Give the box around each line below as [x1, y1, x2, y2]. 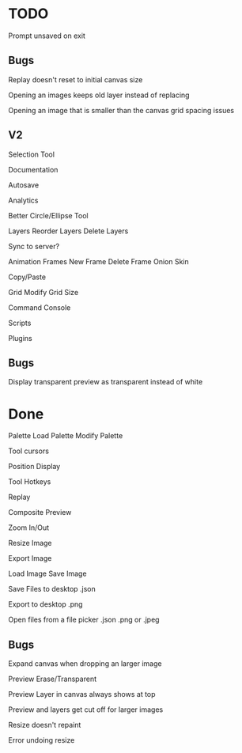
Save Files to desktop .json [8, 585, 96, 594]
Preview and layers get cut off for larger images [8, 705, 164, 714]
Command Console [8, 302, 71, 312]
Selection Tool [8, 149, 55, 159]
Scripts [8, 318, 32, 327]
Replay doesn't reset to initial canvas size [8, 74, 143, 84]
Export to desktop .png [8, 600, 83, 609]
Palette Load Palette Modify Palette [8, 431, 123, 441]
